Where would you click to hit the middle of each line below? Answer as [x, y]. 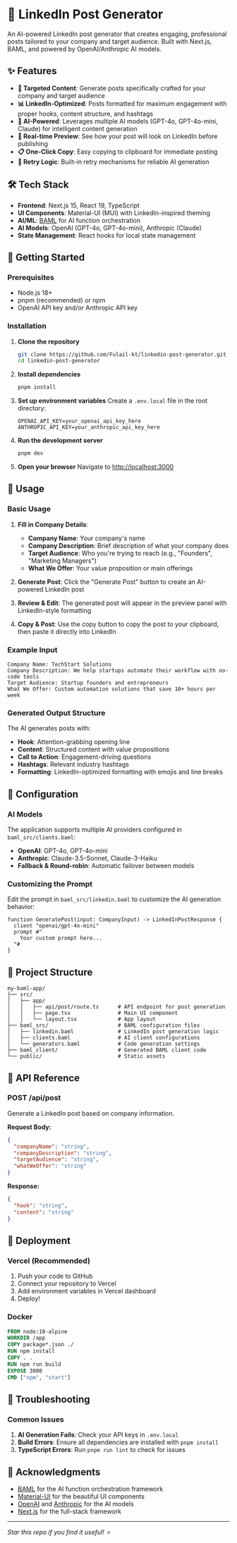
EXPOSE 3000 [25, 1371]
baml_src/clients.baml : [42, 837]
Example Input [32, 649]
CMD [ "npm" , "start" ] [39, 1377]
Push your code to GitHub [55, 1276]
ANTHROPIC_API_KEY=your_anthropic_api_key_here [89, 427]
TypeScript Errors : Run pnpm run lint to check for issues [101, 1450]
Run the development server [60, 441]
